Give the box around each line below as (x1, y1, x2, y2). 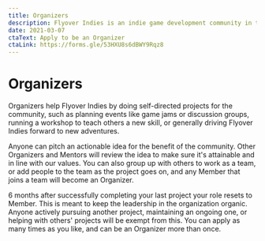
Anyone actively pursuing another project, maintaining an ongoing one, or (8, 207, 248, 217)
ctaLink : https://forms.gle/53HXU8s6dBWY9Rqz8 (8, 41, 164, 49)
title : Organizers (8, 11, 69, 20)
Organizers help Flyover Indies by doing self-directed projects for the (8, 101, 233, 111)
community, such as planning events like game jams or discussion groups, (8, 110, 250, 119)
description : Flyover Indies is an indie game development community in (8, 19, 252, 27)
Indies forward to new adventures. (8, 126, 120, 136)
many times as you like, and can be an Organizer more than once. (8, 224, 222, 234)
